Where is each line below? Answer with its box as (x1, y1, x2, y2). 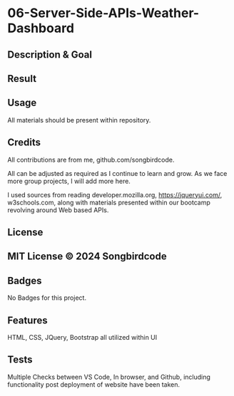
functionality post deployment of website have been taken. (7, 380, 180, 389)
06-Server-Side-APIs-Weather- (7, 5, 200, 21)
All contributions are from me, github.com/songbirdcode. (7, 155, 175, 164)
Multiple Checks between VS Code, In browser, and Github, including (7, 372, 210, 381)
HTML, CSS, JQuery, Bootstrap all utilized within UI (7, 333, 158, 341)
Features (7, 314, 48, 326)
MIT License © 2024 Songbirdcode (7, 251, 167, 263)
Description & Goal (7, 48, 93, 61)
